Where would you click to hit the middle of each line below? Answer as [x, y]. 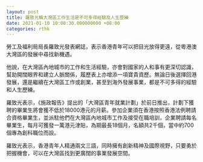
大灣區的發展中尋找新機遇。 [41, 54]
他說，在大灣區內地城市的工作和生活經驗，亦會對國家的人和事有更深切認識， [101, 67]
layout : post [23, 12]
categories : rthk [28, 29]
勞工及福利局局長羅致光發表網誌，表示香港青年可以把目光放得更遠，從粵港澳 [101, 47]
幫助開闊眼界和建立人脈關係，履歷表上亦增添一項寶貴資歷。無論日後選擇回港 [101, 75]
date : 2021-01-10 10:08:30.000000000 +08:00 [63, 23]
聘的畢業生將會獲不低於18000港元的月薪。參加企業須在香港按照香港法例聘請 [101, 110]
